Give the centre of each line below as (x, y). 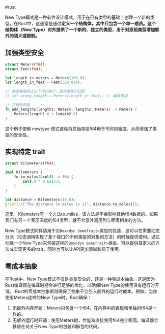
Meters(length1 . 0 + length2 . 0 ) (46, 114)
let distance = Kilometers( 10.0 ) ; (41, 200)
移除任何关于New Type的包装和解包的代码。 (57, 327)
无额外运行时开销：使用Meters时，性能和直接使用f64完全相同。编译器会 (85, 320)
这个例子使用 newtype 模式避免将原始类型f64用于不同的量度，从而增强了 (79, 129)
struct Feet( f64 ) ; (24, 69)
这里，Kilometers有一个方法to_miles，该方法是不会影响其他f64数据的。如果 (82, 214)
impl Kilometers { (24, 172)
